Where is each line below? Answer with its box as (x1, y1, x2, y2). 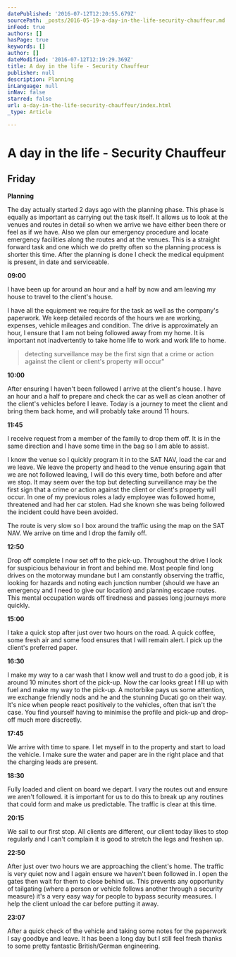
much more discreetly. (17, 715, 82, 724)
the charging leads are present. (7, 758, 99, 766)
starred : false (7, 96, 52, 103)
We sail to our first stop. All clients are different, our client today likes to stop (7, 827, 229, 835)
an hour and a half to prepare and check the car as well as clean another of (7, 392, 225, 400)
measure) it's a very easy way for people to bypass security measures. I (7, 892, 217, 900)
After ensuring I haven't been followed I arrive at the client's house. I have (7, 384, 222, 393)
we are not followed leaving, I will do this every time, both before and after (7, 470, 223, 479)
